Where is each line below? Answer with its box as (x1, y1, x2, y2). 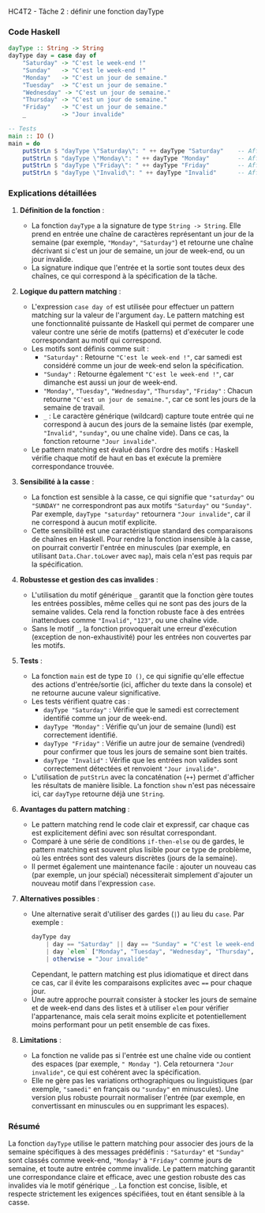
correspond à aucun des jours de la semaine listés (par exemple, (43, 419, 254, 430)
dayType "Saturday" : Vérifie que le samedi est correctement (43, 705, 239, 715)
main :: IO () (8, 132, 55, 140)
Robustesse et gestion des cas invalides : (19, 575, 159, 585)
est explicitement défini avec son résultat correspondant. (31, 828, 217, 838)
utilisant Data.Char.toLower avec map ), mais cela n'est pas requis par (31, 552, 253, 561)
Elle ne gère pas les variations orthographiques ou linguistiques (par (31, 1075, 254, 1085)
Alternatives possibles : (19, 894, 100, 904)
